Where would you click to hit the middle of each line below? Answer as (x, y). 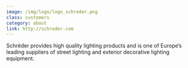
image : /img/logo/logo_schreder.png (52, 12)
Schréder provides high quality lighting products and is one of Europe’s (94, 46)
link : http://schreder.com (40, 29)
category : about (26, 23)
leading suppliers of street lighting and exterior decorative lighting (88, 52)
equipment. (20, 58)
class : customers (28, 17)
